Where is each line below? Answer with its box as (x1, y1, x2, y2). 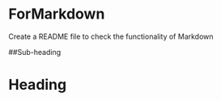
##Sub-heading (8, 47, 62, 57)
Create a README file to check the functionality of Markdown (8, 32, 214, 41)
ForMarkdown (8, 5, 105, 23)
